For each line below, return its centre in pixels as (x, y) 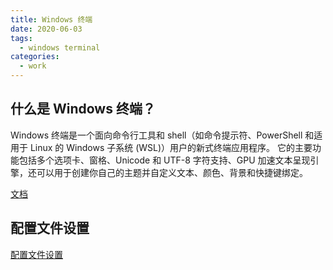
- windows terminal (60, 47)
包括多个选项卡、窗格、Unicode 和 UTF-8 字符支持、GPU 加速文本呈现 (164, 160)
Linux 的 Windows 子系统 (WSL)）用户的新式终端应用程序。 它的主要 (171, 147)
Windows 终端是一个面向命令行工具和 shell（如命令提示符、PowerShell (156, 135)
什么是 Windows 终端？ (83, 109)
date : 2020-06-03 (46, 29)
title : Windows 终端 (51, 19)
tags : (21, 38)
